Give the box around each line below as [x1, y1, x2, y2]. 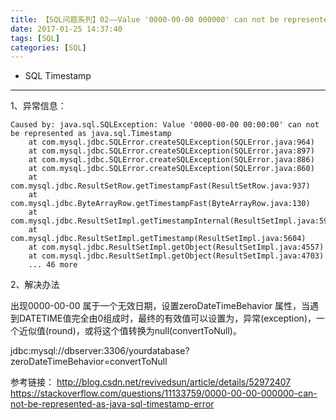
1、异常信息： [10, 100, 67, 112]
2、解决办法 [10, 279, 60, 291]
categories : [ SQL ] [10, 42, 87, 53]
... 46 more [28, 260, 78, 270]
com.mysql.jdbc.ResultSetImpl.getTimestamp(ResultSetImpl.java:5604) [10, 234, 307, 244]
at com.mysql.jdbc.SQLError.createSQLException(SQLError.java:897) [28, 146, 315, 156]
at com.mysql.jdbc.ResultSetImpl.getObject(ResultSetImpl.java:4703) [28, 251, 325, 261]
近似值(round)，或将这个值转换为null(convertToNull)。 [18, 325, 242, 337]
